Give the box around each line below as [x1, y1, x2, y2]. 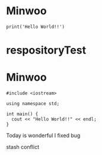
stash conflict [6, 144, 40, 151]
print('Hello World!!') [6, 24, 65, 30]
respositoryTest [6, 43, 87, 57]
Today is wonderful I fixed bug [6, 132, 81, 139]
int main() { [6, 111, 39, 117]
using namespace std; [6, 101, 60, 107]
